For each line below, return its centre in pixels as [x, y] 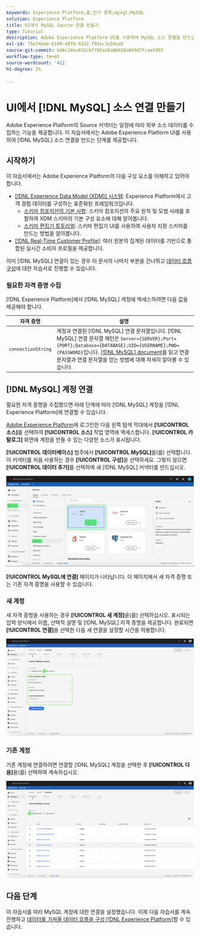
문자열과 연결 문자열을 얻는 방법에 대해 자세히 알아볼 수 [120, 360]
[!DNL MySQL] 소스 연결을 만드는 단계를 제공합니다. [78, 140]
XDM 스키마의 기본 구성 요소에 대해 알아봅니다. [94, 219]
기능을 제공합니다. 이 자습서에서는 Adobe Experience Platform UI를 [101, 133]
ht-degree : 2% [24, 69]
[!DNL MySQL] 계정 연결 [50, 389]
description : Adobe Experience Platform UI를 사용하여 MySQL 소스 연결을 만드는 [101, 38]
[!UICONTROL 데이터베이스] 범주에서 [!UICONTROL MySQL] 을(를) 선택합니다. [99, 452]
